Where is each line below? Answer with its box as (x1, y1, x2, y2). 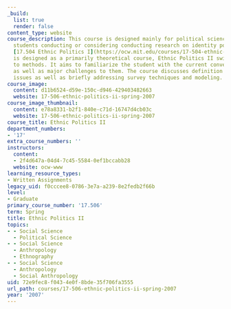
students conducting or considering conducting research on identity (13, 42, 217, 49)
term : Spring (7, 209, 45, 215)
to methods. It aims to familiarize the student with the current (13, 61, 208, 68)
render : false (13, 23, 54, 30)
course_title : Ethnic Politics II (7, 118, 107, 126)
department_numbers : (7, 125, 67, 132)
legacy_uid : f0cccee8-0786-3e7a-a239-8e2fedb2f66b (7, 183, 155, 190)
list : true (13, 17, 45, 23)
